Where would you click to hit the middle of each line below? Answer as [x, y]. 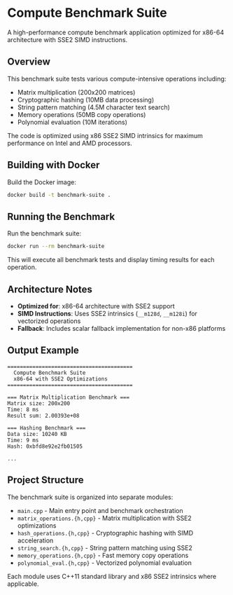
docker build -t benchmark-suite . [59, 195]
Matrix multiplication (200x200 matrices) [76, 92]
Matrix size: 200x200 [39, 403]
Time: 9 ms [23, 440]
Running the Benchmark [61, 216]
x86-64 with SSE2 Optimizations [61, 379]
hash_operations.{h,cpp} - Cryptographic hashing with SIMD [105, 533]
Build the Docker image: [42, 182]
